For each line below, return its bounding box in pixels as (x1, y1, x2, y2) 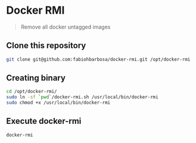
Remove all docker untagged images (20, 23, 111, 30)
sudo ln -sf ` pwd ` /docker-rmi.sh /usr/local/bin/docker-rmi (6, 94, 159, 100)
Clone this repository (6, 41, 86, 51)
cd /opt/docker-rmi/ (6, 89, 58, 95)
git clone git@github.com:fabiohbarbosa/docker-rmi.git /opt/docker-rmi (6, 56, 191, 63)
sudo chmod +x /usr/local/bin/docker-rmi (6, 100, 111, 106)
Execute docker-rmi (6, 116, 82, 126)
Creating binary (6, 73, 66, 83)
